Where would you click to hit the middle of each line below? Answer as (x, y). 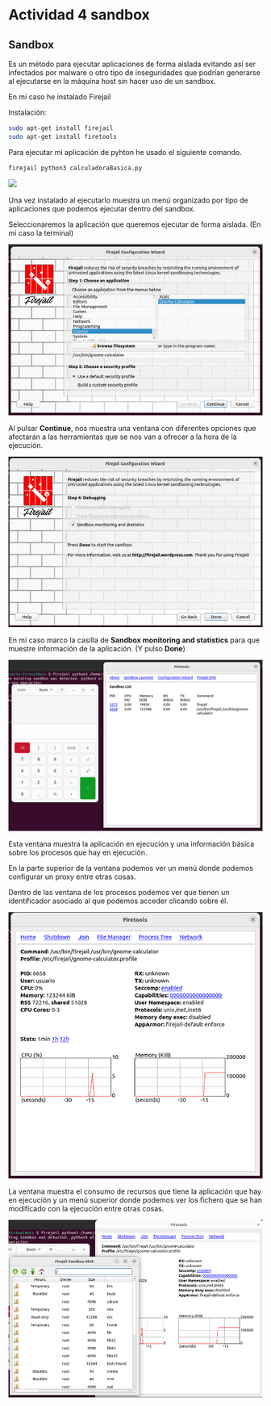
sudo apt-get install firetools (63, 136)
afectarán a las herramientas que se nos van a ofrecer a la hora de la (123, 437)
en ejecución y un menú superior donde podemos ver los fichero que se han (135, 1199)
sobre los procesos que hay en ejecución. (78, 852)
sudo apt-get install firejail (61, 128)
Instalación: (27, 112)
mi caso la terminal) (41, 232)
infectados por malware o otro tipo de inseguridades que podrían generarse (134, 73)
